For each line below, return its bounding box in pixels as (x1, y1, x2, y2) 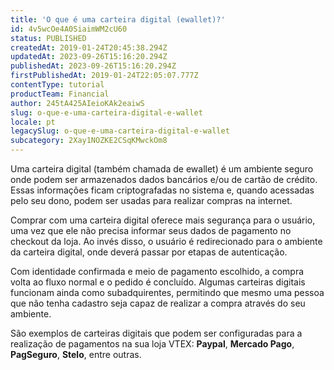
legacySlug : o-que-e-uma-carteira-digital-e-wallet (10, 126, 230, 136)
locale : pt (10, 117, 56, 127)
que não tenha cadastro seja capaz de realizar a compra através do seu (10, 297, 306, 309)
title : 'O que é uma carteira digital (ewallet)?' (10, 14, 226, 25)
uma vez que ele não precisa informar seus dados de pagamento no (10, 225, 292, 236)
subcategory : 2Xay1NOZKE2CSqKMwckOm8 (10, 136, 168, 146)
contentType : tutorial (10, 80, 105, 90)
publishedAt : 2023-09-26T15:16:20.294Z (10, 61, 177, 71)
